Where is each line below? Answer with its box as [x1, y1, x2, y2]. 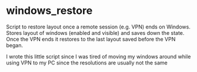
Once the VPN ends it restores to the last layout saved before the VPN [6, 35, 176, 42]
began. [6, 42, 24, 49]
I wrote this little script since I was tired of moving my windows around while [6, 53, 191, 60]
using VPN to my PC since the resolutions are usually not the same [6, 59, 168, 66]
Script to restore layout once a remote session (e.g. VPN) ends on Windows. [6, 23, 191, 30]
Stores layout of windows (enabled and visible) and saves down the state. [6, 29, 185, 36]
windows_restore [6, 4, 93, 17]
